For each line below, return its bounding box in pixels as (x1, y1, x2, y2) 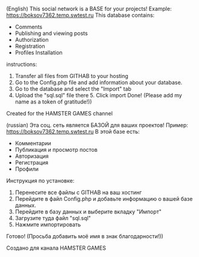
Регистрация (14, 159, 49, 166)
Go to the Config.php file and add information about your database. (14, 79, 183, 86)
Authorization (14, 36, 49, 43)
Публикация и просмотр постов (14, 146, 98, 153)
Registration (14, 42, 45, 50)
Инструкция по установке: (6, 177, 75, 184)
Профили (14, 166, 39, 172)
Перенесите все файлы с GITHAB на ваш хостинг (14, 189, 142, 196)
